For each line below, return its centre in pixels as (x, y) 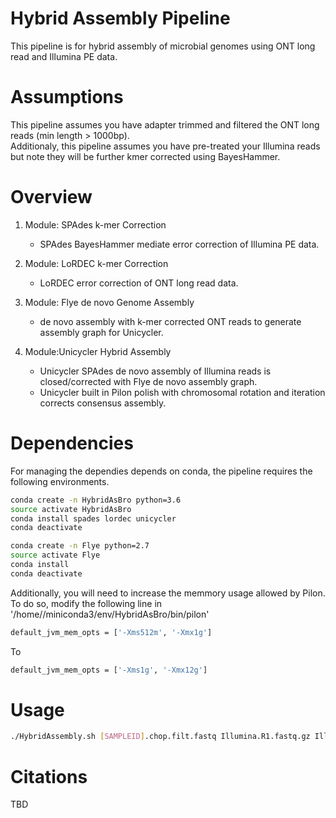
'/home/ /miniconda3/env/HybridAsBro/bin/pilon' (110, 614)
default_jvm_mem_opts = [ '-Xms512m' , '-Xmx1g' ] (111, 632)
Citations (49, 776)
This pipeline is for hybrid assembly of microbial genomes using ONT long (163, 46)
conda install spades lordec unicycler (93, 518)
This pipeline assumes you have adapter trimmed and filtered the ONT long (165, 124)
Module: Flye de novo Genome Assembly (109, 302)
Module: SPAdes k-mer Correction (95, 224)
